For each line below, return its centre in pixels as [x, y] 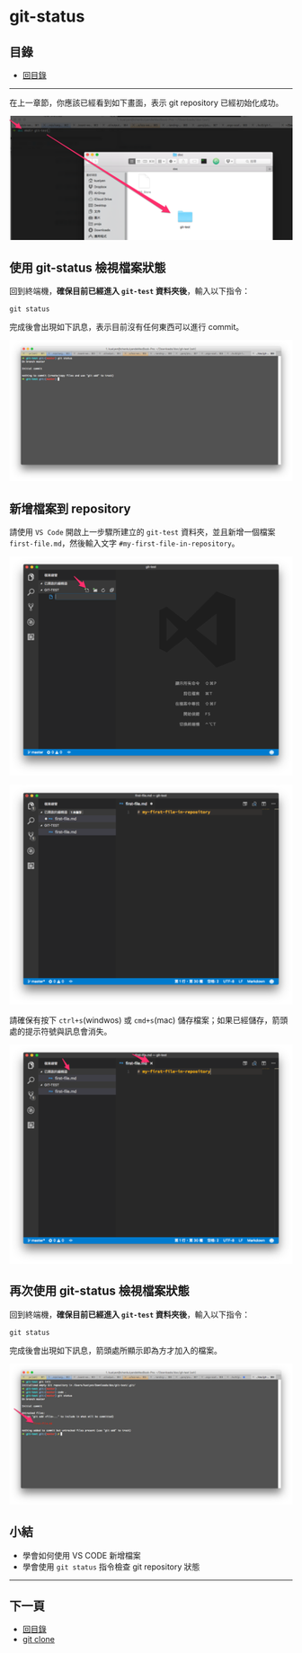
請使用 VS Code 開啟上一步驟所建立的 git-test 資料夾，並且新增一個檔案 [142, 532]
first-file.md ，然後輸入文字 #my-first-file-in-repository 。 [124, 543]
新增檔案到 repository [70, 508]
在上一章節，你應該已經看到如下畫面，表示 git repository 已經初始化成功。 [147, 102]
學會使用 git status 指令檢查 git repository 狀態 [111, 1567]
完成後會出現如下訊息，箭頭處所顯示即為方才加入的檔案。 [115, 1350]
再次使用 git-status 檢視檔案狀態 [100, 1291]
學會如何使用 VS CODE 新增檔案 [81, 1555]
